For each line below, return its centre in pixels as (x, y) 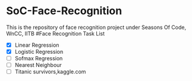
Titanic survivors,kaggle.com (50, 72)
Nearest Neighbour (38, 65)
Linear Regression (37, 45)
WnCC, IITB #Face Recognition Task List (56, 33)
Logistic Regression (39, 52)
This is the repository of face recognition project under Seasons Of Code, (96, 27)
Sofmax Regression (39, 59)
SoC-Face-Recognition (64, 11)
